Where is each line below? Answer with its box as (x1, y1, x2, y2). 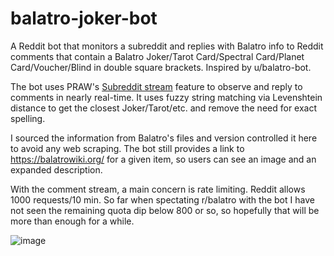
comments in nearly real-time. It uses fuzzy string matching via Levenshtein (10, 91, 323, 103)
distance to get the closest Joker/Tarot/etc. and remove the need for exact (10, 102, 318, 114)
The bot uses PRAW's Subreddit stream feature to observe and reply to (10, 80, 303, 92)
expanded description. (10, 163, 103, 176)
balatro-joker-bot (10, 7, 158, 30)
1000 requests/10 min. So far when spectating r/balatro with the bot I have (10, 193, 315, 206)
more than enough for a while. (10, 215, 135, 227)
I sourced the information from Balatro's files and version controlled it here (10, 132, 318, 144)
